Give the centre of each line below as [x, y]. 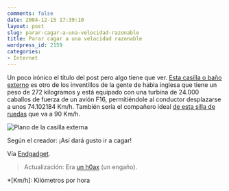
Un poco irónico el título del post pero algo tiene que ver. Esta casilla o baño [114, 77]
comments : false [30, 13]
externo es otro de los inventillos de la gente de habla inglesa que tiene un [112, 85]
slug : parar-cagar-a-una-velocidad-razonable [73, 33]
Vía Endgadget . [29, 153]
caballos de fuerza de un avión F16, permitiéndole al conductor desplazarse [114, 99]
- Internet [23, 58]
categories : [24, 52]
